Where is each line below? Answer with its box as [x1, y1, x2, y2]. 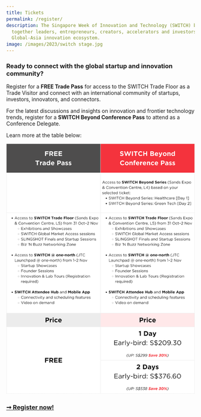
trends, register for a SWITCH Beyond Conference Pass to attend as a [6, 114, 181, 121]
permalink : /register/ [6, 16, 63, 22]
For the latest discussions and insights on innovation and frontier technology [6, 107, 195, 115]
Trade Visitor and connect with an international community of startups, [6, 89, 181, 97]
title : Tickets [6, 10, 44, 16]
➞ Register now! [6, 403, 54, 411]
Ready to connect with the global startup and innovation [6, 62, 173, 70]
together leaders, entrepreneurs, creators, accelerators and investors [11, 29, 197, 35]
